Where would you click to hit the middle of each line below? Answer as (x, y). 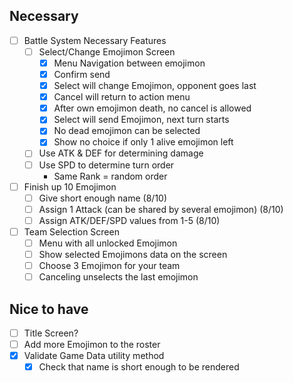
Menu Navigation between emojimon (129, 63)
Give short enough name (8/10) (103, 198)
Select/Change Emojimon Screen (107, 51)
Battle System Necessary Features (95, 40)
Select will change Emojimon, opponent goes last (155, 86)
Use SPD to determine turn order (106, 165)
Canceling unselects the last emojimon (118, 277)
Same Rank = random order (110, 176)
